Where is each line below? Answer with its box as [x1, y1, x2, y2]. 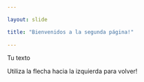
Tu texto [7, 54, 31, 62]
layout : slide [7, 16, 48, 23]
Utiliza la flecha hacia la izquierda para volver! [7, 67, 138, 76]
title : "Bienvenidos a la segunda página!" [7, 28, 134, 35]
